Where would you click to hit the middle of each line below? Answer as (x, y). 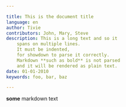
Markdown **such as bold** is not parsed (68, 60)
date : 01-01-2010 (28, 71)
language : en (22, 22)
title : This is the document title (50, 16)
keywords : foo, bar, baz (37, 77)
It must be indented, (43, 50)
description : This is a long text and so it (62, 39)
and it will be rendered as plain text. (67, 66)
